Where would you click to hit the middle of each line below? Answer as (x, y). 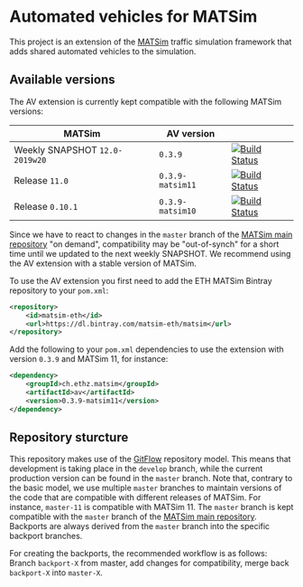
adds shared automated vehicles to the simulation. (103, 51)
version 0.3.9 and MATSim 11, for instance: (89, 359)
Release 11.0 (41, 180)
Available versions (62, 80)
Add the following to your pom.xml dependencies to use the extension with (147, 349)
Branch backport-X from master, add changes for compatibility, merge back (149, 563)
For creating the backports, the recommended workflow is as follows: (138, 554)
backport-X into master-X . (56, 573)
